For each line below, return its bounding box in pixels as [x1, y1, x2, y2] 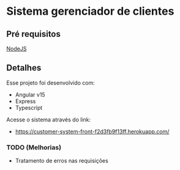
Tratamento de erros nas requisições [15, 157, 108, 164]
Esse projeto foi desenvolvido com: [6, 79, 95, 87]
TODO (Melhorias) [6, 143, 62, 152]
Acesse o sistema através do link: [6, 115, 91, 123]
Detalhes [6, 63, 42, 73]
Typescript [15, 104, 43, 111]
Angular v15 [15, 91, 45, 98]
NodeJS [6, 45, 27, 52]
